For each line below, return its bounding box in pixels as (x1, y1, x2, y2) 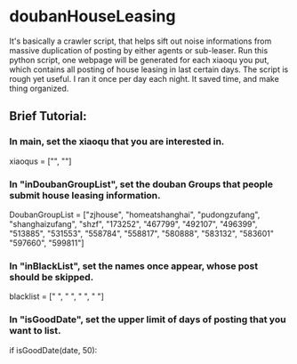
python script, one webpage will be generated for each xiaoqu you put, (9, 54, 269, 65)
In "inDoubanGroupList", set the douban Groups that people (9, 178, 274, 190)
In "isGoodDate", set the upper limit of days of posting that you (9, 313, 286, 326)
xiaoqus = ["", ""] (9, 156, 72, 166)
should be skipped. (9, 271, 94, 283)
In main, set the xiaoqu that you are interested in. (9, 135, 225, 148)
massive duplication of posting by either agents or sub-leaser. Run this (9, 44, 269, 55)
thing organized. (9, 83, 69, 93)
